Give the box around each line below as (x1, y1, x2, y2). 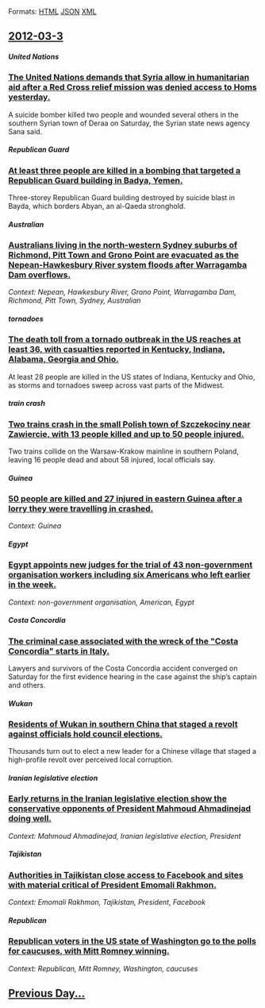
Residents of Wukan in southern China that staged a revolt (8, 719, 238, 730)
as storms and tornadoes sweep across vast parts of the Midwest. (8, 380, 225, 390)
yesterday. (8, 91, 51, 102)
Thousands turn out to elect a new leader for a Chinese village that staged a (8, 747, 256, 756)
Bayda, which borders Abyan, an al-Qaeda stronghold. (8, 202, 186, 211)
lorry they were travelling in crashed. (8, 504, 154, 515)
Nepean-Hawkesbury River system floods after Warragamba (8, 260, 248, 271)
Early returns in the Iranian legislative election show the (8, 794, 228, 805)
